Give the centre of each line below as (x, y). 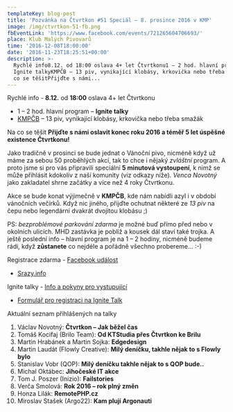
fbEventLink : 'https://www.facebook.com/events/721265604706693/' (105, 33)
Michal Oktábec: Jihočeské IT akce (68, 372)
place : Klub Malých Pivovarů (49, 40)
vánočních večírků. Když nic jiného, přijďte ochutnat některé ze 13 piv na (111, 204)
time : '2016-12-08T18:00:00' (49, 46)
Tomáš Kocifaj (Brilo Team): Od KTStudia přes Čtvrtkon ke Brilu (109, 335)
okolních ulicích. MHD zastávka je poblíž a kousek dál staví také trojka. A (111, 232)
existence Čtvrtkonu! (38, 140)
